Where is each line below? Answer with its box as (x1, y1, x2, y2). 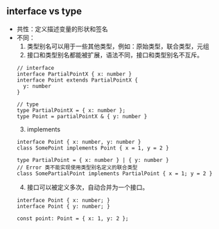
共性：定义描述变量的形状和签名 (16, 24, 108, 33)
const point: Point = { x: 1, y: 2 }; (16, 214, 129, 222)
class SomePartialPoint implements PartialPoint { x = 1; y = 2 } (16, 170, 213, 177)
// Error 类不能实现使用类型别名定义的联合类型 (16, 164, 138, 171)
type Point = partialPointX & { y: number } (16, 113, 148, 120)
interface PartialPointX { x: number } (16, 71, 132, 77)
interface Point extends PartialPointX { (16, 76, 138, 84)
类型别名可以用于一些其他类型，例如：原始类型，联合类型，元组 (26, 42, 209, 51)
